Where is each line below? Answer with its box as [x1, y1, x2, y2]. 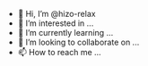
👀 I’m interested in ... [17, 18, 94, 29]
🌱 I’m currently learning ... [17, 28, 114, 37]
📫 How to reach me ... [17, 47, 101, 57]
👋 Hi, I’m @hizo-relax [17, 9, 96, 19]
